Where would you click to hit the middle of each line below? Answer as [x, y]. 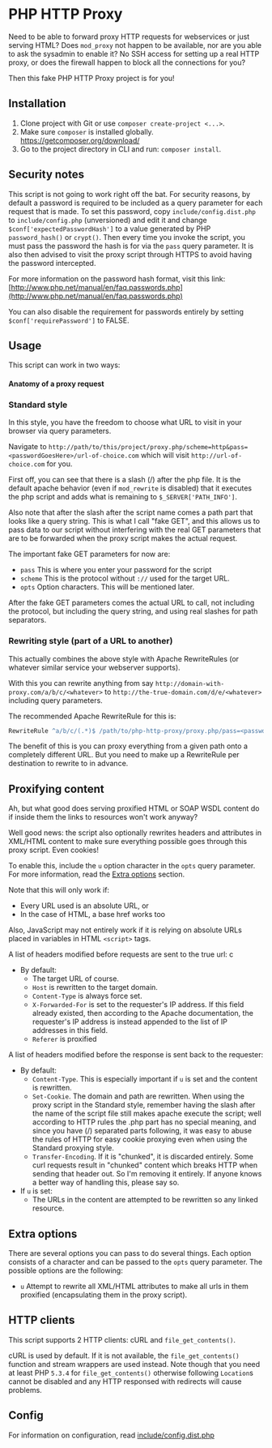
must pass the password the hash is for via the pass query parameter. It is [131, 246]
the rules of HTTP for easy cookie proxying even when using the [140, 1139]
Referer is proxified [64, 1039]
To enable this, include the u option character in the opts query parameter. [132, 866]
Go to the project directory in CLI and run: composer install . [121, 149]
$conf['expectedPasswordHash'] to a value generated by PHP [110, 229]
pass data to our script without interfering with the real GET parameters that [135, 530]
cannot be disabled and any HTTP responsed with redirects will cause [125, 1381]
